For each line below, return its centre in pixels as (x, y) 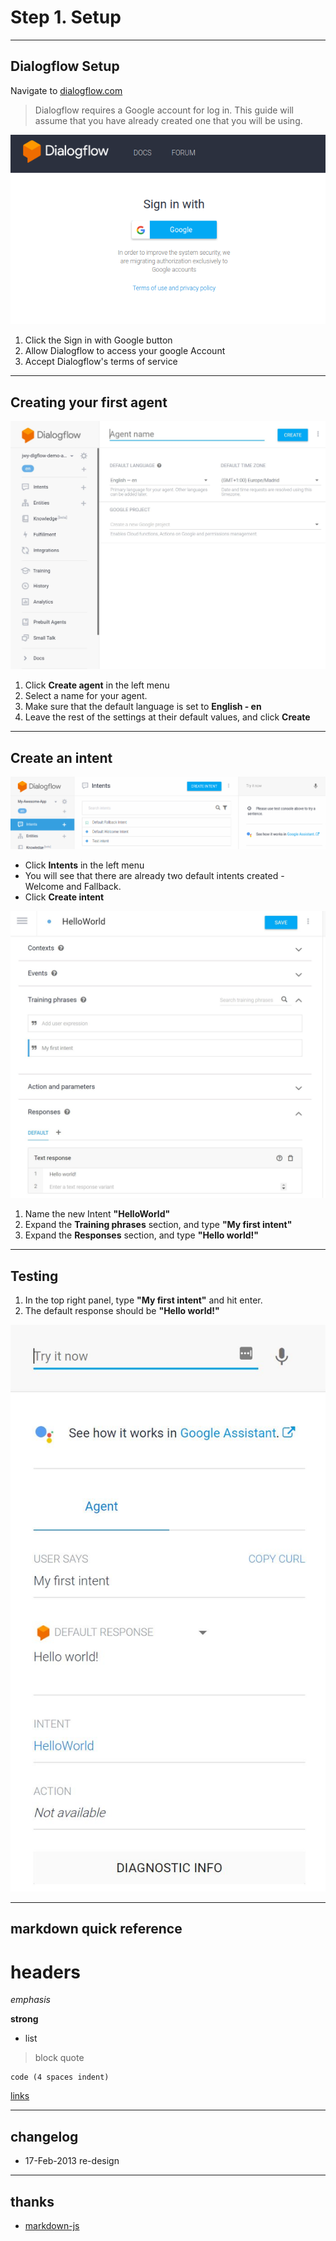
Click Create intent (64, 897)
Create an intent (61, 757)
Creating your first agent (89, 402)
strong (24, 2019)
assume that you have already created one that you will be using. (168, 120)
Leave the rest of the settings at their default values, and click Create (167, 717)
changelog (44, 2136)
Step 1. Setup (66, 17)
